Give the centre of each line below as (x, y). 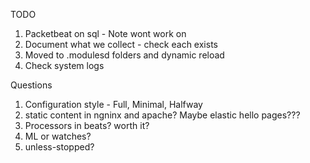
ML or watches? (58, 136)
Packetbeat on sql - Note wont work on (105, 33)
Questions (31, 85)
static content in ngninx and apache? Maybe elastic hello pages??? (162, 115)
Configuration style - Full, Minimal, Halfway (113, 104)
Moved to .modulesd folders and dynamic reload (124, 55)
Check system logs (64, 65)
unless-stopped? (59, 147)
